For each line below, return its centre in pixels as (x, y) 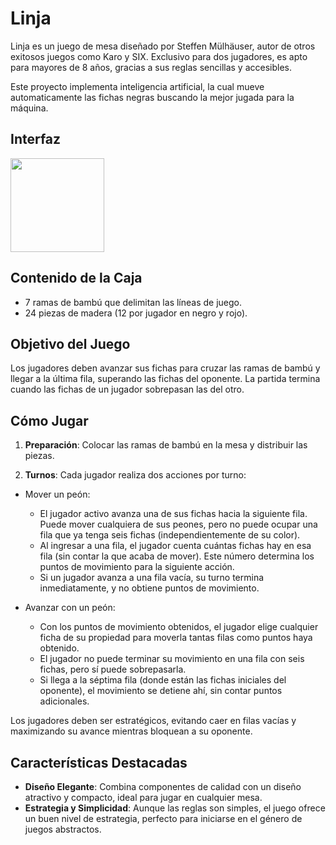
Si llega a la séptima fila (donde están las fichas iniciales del (163, 680)
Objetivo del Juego (70, 343)
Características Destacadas (99, 762)
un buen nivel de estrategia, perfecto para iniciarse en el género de (163, 818)
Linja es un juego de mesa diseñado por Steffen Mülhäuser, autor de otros (163, 46)
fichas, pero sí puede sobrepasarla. (113, 669)
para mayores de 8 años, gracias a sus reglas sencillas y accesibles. (151, 67)
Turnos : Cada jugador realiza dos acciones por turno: (135, 475)
